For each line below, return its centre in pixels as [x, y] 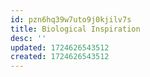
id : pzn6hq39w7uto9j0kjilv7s [71, 19]
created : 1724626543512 [60, 57]
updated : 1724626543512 [60, 47]
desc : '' [28, 38]
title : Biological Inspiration [75, 29]
